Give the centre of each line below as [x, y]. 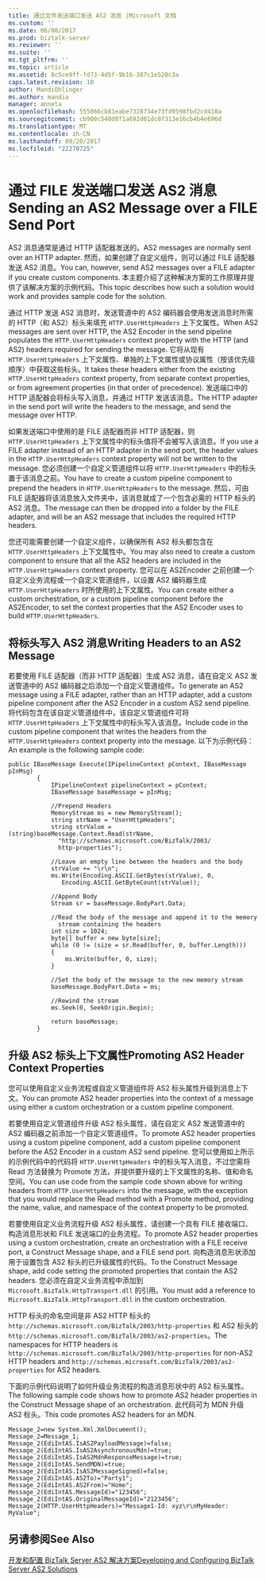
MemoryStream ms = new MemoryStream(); [116, 813]
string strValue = [81, 827]
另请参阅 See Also [52, 1539]
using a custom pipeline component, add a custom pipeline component [124, 1142]
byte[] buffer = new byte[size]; [106, 939]
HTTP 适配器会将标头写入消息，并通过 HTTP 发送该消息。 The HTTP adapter [133, 397]
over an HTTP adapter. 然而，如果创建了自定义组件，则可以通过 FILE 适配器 [132, 258]
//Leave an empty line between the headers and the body [147, 862]
